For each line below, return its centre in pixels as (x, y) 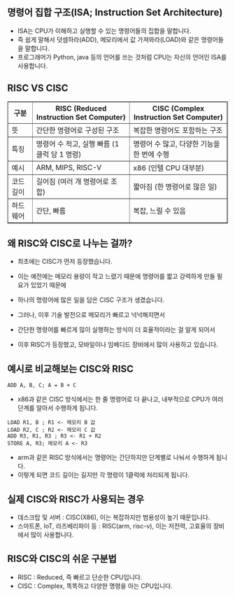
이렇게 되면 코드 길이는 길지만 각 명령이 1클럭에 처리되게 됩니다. (104, 475)
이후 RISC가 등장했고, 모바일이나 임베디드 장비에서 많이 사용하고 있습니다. (117, 344)
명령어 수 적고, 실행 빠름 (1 (78, 143)
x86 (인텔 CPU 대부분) (169, 168)
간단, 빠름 (51, 211)
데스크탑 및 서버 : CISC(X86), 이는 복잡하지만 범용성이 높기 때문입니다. (114, 517)
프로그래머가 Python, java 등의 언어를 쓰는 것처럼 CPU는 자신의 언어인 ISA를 (122, 57)
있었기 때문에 (48, 285)
